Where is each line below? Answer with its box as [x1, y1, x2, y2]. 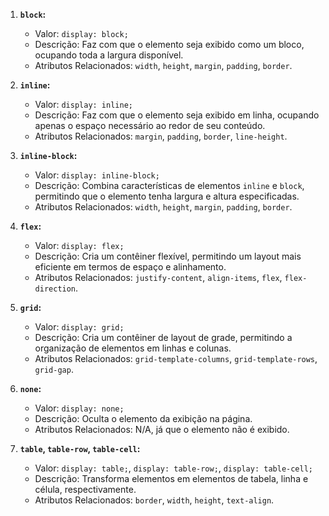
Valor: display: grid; [34, 321, 125, 333]
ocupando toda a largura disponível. [34, 49, 184, 61]
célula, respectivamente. [34, 484, 137, 495]
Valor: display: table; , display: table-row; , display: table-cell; [34, 462, 314, 474]
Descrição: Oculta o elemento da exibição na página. [34, 413, 253, 424]
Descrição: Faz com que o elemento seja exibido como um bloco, [34, 39, 305, 50]
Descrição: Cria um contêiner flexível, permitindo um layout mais [34, 250, 302, 262]
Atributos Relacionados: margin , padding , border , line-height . [34, 130, 288, 142]
